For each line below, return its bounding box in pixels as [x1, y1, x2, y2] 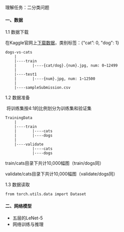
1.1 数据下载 [5, 29, 29, 35]
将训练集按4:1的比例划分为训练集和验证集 [6, 105, 92, 111]
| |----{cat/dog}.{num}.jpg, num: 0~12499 [14, 63, 118, 68]
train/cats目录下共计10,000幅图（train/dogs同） [5, 160, 104, 166]
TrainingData [5, 115, 33, 121]
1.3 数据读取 [5, 182, 30, 188]
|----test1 [14, 72, 37, 77]
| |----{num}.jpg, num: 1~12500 [14, 76, 95, 82]
